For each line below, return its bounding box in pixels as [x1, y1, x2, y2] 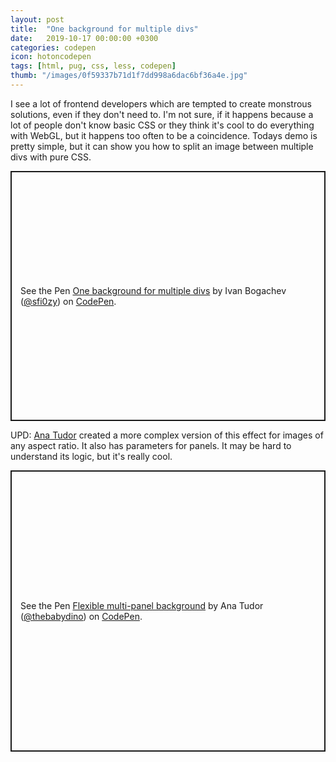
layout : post [10, 14, 65, 25]
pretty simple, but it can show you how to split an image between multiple [10, 140, 314, 152]
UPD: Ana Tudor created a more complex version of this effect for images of [10, 429, 324, 441]
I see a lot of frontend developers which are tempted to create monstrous [10, 97, 312, 110]
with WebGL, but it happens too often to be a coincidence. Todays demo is [10, 129, 318, 141]
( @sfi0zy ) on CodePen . [20, 295, 117, 307]
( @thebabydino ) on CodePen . [20, 610, 143, 622]
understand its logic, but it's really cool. [10, 450, 173, 462]
